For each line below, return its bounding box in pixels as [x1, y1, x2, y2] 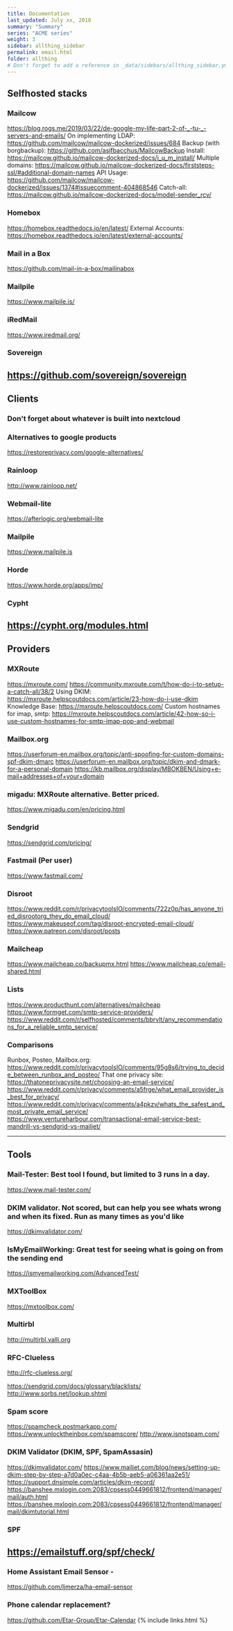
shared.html [7, 967, 42, 976]
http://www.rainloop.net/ [7, 481, 78, 490]
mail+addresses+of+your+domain [7, 772, 105, 780]
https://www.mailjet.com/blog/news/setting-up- [84, 1463, 221, 1471]
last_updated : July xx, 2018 [7, 17, 92, 24]
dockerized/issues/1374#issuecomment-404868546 [7, 183, 158, 192]
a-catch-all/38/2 [7, 687, 55, 696]
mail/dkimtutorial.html [7, 1507, 69, 1516]
